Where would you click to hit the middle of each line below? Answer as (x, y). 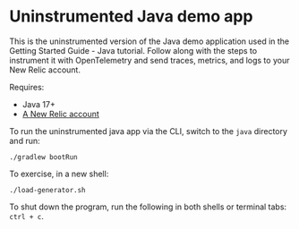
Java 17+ (38, 104)
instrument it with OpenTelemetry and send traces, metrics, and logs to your (149, 60)
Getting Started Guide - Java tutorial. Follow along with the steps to (133, 50)
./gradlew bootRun (43, 157)
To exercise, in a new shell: (59, 174)
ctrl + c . (27, 216)
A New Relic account (61, 114)
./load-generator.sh (48, 190)
